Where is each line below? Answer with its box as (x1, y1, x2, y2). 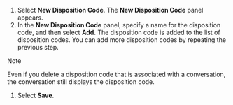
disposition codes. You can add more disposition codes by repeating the (17, 36, 226, 44)
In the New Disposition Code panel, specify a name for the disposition (17, 21, 221, 29)
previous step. (17, 43, 59, 51)
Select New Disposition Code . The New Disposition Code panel (17, 6, 204, 14)
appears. (17, 13, 43, 22)
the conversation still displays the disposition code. (7, 78, 155, 86)
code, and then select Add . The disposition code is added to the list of (17, 28, 220, 36)
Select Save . (17, 91, 55, 99)
